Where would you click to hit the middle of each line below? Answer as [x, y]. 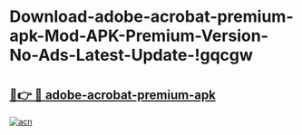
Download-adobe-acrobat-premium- [151, 17]
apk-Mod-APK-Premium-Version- [139, 36]
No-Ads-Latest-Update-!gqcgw [132, 55]
